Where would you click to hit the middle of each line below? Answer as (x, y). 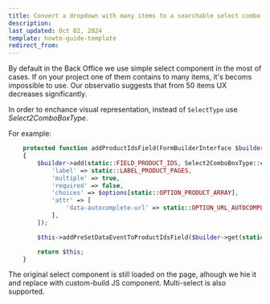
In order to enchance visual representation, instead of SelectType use (123, 110)
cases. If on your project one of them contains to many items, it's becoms (130, 77)
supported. (27, 292)
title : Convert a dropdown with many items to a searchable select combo (135, 16)
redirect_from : (34, 46)
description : (30, 23)
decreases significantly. (48, 94)
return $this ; (61, 252)
